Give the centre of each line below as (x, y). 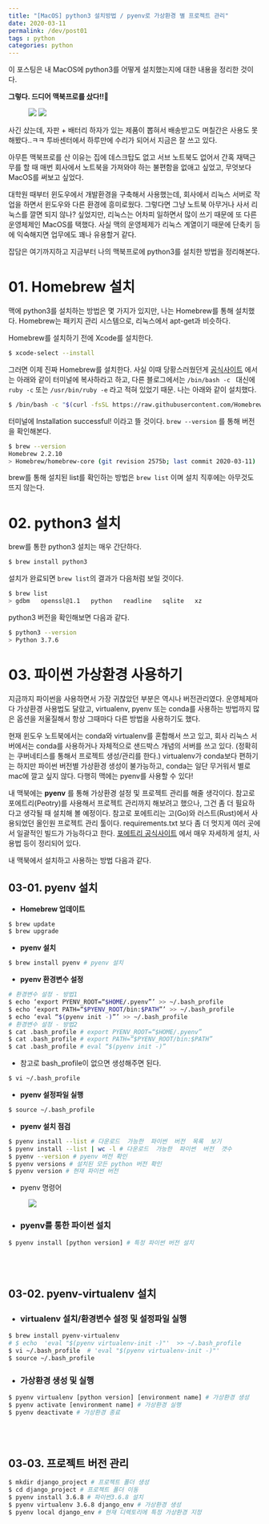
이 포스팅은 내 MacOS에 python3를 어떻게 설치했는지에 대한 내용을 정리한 (124, 70)
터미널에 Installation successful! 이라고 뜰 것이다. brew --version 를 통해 (124, 421)
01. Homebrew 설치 (72, 287)
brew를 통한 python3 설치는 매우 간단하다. (75, 547)
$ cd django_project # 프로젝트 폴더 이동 (73, 1490)
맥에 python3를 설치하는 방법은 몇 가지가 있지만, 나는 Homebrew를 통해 (121, 311)
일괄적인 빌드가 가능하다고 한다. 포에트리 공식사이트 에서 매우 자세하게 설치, (134, 833)
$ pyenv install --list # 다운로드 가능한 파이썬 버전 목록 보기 (115, 1141)
